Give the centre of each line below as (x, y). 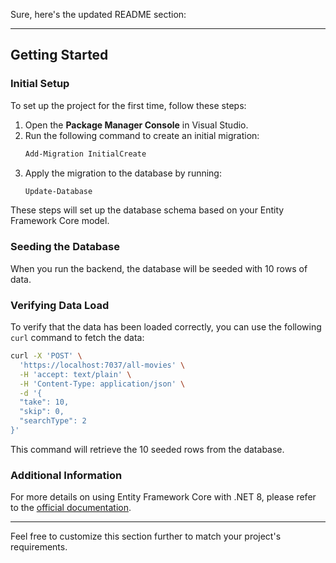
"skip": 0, (42, 412)
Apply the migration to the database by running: (123, 173)
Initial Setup (40, 84)
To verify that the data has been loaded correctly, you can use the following (166, 327)
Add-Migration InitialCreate (85, 154)
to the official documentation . (71, 508)
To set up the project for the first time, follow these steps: (128, 105)
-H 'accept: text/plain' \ (75, 374)
